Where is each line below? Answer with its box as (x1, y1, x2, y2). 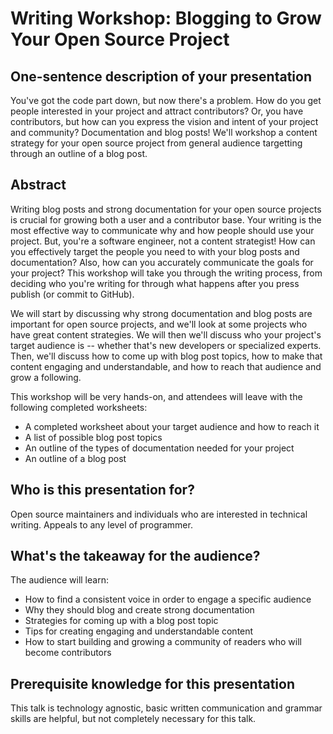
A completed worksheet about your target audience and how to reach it (24, 420, 320, 432)
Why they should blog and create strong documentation (24, 604, 255, 616)
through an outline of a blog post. (10, 148, 148, 159)
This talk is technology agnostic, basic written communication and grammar (10, 702, 323, 714)
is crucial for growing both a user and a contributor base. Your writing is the (10, 213, 322, 226)
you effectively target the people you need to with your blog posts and (10, 245, 300, 257)
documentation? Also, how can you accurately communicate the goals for (10, 256, 314, 268)
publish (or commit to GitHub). (10, 288, 135, 300)
